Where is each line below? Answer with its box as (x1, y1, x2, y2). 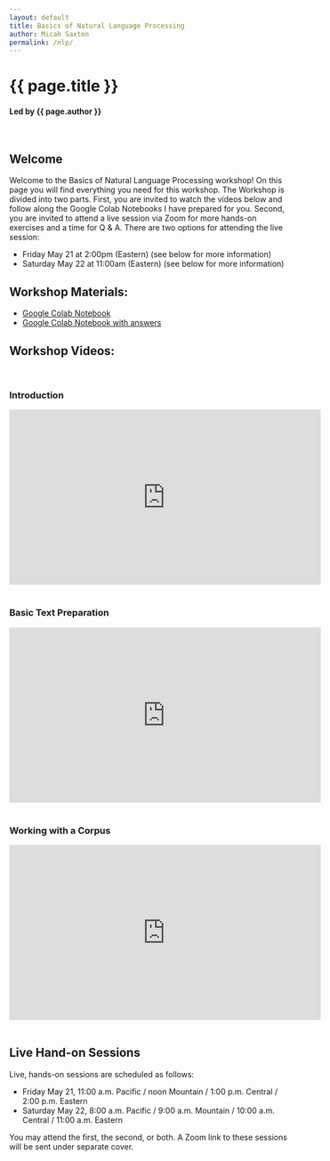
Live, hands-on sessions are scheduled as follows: (9, 1068, 195, 1079)
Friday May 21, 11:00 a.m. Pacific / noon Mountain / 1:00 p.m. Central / (21, 1086, 278, 1097)
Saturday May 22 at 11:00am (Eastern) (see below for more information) (21, 259, 285, 270)
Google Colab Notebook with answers (21, 318, 162, 328)
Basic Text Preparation (9, 607, 109, 619)
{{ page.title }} (9, 77, 119, 96)
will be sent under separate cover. (9, 1141, 134, 1152)
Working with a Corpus (9, 824, 111, 836)
